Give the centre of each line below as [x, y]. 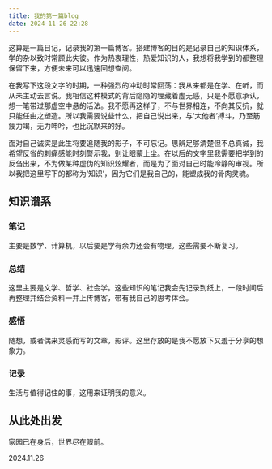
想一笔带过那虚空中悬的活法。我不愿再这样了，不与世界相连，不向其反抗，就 [136, 105]
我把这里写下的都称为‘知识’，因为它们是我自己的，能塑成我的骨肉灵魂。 [134, 173]
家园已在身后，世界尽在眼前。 [58, 441]
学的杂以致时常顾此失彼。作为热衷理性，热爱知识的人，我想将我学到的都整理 [136, 58]
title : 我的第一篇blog [44, 16]
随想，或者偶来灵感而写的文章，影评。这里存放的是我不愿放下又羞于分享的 [132, 340]
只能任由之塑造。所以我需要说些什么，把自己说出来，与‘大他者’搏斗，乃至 [131, 115]
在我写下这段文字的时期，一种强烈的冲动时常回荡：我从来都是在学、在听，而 [136, 85]
